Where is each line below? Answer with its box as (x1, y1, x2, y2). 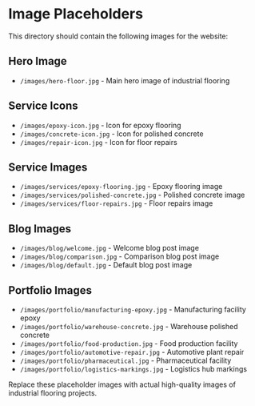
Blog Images (8, 222, 72, 235)
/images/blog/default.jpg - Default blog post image (19, 260, 193, 270)
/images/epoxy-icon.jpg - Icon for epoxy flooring (19, 120, 181, 130)
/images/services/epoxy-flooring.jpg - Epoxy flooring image (19, 182, 223, 191)
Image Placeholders (8, 5, 144, 23)
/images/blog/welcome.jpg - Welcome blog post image (19, 243, 200, 253)
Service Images (8, 160, 88, 174)
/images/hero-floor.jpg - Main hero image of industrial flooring (19, 75, 230, 85)
